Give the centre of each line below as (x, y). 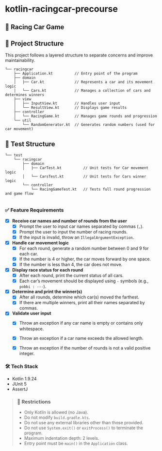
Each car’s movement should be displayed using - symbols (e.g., (84, 281)
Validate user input (32, 314)
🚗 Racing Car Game (35, 27)
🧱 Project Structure (34, 43)
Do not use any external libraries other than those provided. (84, 423)
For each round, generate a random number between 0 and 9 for (84, 248)
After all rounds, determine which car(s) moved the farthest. (79, 297)
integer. (27, 353)
